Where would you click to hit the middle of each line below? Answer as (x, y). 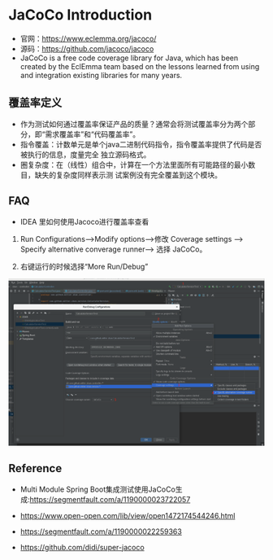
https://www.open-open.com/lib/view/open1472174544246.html (128, 515)
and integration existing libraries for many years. (101, 75)
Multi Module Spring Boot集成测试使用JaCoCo (98, 489)
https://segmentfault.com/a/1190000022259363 (101, 532)
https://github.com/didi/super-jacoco (82, 547)
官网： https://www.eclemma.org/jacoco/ (88, 38)
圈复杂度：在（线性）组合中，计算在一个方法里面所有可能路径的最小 (134, 164)
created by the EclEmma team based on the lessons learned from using (140, 66)
